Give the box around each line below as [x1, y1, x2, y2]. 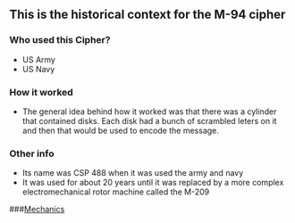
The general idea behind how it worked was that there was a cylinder [21, 106, 277, 117]
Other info [9, 147, 55, 160]
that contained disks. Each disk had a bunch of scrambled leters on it [21, 115, 277, 126]
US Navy [21, 63, 55, 74]
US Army [21, 54, 56, 65]
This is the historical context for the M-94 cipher [9, 7, 286, 22]
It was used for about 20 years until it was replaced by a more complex [21, 178, 284, 188]
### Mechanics [9, 204, 65, 215]
